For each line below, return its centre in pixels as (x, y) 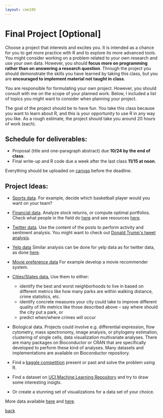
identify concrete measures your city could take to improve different (88, 302)
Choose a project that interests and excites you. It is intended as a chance (80, 48)
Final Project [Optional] (53, 34)
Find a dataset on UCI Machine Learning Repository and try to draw (80, 377)
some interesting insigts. (37, 382)
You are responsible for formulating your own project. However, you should (81, 88)
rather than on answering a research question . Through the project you (78, 68)
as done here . (26, 252)
